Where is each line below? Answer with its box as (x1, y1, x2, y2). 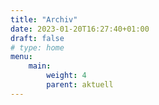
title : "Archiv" (10, 14, 78, 25)
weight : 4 (46, 71, 87, 81)
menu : (10, 52, 33, 62)
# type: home (10, 42, 65, 53)
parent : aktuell (46, 80, 114, 90)
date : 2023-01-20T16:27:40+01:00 (10, 24, 150, 34)
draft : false (10, 33, 65, 43)
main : (28, 61, 52, 71)
